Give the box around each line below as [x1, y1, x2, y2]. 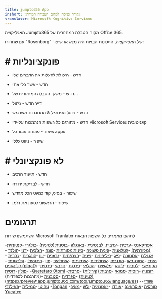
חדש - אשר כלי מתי [12, 81, 48, 88]
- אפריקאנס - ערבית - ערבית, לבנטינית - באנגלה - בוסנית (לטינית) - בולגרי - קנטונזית [5, 242, 153, 248]
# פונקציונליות [5, 56, 60, 67]
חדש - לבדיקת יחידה [12, 181, 50, 187]
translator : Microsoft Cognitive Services [5, 16, 92, 21]
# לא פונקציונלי [5, 155, 64, 166]
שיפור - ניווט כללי [12, 138, 44, 144]
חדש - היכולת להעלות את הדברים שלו [12, 72, 82, 78]
